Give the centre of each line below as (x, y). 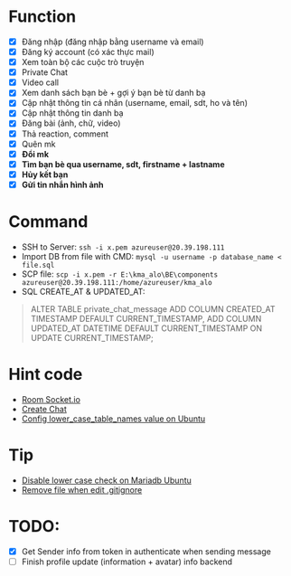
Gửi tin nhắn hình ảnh (62, 184)
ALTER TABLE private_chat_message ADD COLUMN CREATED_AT (153, 308)
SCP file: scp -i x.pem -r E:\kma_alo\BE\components (120, 274)
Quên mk (38, 144)
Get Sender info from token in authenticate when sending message (146, 551)
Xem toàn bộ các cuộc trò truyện (83, 62)
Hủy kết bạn (45, 175)
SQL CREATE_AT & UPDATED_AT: (83, 291)
